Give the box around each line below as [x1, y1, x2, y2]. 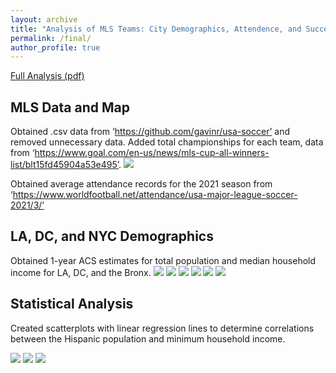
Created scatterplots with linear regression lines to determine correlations [10, 322, 315, 334]
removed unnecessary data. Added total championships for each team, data [10, 136, 324, 148]
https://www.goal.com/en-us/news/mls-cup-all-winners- [34, 147, 270, 159]
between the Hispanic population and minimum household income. [10, 332, 286, 345]
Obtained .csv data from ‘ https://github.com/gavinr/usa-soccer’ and [10, 126, 290, 138]
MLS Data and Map [10, 99, 130, 116]
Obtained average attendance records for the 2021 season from [10, 178, 273, 190]
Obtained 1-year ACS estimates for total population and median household [10, 254, 317, 266]
